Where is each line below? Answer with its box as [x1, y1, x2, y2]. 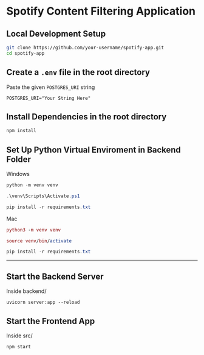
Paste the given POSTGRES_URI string [6, 83, 95, 91]
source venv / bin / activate [6, 237, 72, 244]
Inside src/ [6, 332, 33, 339]
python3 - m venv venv [6, 227, 61, 233]
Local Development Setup [6, 29, 106, 39]
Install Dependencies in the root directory [6, 111, 167, 122]
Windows [6, 170, 30, 178]
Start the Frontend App [6, 315, 95, 326]
